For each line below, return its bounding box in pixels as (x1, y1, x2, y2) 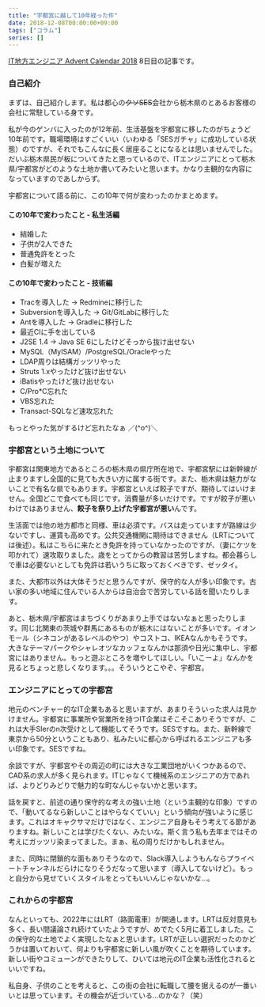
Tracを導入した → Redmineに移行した (19, 297, 144, 307)
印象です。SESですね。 (14, 744, 90, 753)
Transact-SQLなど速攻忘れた (19, 406, 115, 415)
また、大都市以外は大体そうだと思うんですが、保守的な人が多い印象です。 (8, 577, 250, 586)
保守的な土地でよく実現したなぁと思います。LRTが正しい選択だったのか (14, 934, 249, 944)
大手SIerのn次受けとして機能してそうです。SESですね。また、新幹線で (21, 724, 252, 733)
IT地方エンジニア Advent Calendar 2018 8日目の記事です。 (8, 56, 199, 66)
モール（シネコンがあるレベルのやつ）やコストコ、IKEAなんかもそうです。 (8, 634, 252, 643)
